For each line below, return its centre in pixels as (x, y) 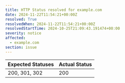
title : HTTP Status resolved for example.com (53, 10)
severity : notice (23, 33)
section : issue (21, 47)
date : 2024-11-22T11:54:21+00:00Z (41, 15)
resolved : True (21, 19)
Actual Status (75, 64)
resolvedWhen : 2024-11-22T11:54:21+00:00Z (50, 24)
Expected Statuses (31, 64)
